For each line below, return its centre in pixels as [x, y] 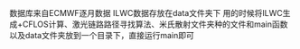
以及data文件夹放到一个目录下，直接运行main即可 [102, 35]
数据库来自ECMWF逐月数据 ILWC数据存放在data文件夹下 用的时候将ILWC [146, 13]
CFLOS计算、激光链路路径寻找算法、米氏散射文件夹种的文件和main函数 [155, 24]
